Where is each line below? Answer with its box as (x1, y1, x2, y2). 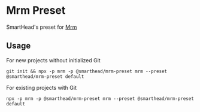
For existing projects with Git (6, 84, 77, 91)
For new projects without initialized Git (6, 56, 101, 63)
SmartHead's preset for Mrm (6, 23, 77, 31)
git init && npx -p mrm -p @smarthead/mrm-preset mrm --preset (6, 68, 168, 74)
